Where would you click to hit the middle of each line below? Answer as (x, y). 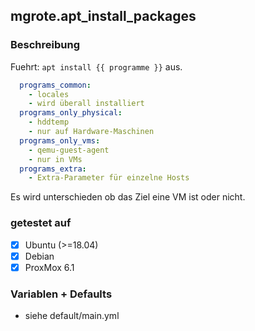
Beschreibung (45, 45)
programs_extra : (53, 169)
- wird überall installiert (86, 104)
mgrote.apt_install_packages (103, 16)
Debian (39, 256)
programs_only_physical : (71, 113)
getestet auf (41, 223)
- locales (49, 94)
